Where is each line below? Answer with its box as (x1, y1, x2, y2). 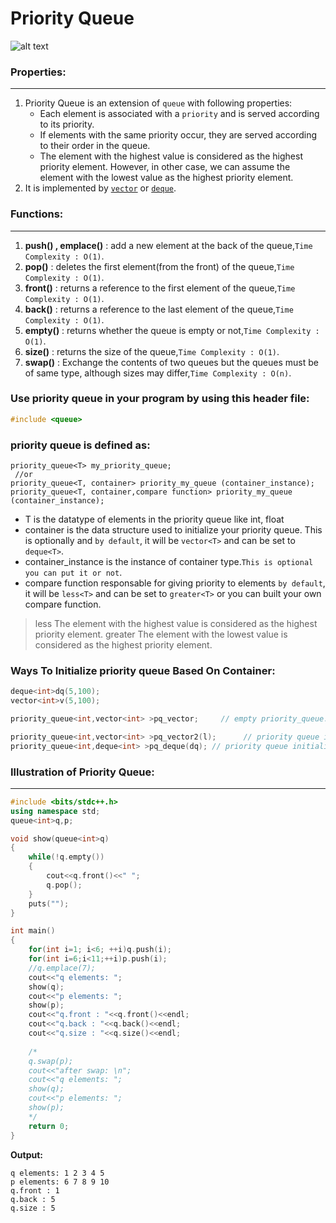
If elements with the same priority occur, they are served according (39, 129, 318, 141)
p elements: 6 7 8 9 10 (10, 1177, 110, 1187)
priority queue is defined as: (10, 438, 151, 452)
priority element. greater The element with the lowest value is (34, 628, 288, 640)
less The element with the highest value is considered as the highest (34, 618, 318, 629)
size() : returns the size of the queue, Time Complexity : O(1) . (24, 345, 280, 357)
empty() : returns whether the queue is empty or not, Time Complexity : (24, 324, 320, 336)
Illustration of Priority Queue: (10, 765, 155, 779)
